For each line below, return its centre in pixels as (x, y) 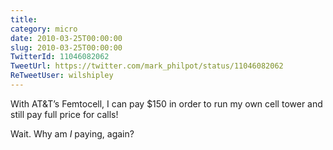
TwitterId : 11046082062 (60, 57)
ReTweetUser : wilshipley (62, 76)
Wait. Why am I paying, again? (72, 133)
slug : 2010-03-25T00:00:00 (66, 47)
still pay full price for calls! (64, 114)
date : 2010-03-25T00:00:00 (66, 38)
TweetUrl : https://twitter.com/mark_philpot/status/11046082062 (147, 66)
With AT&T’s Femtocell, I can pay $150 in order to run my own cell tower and (166, 103)
